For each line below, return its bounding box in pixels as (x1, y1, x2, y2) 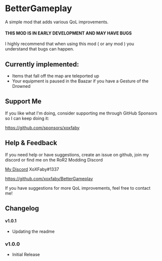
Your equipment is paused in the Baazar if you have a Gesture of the (12, 78, 149, 84)
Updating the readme (12, 228, 55, 234)
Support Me (5, 98, 42, 106)
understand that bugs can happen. (5, 46, 74, 52)
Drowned (12, 83, 31, 89)
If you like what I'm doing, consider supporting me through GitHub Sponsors (5, 110, 158, 116)
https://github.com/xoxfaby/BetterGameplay (5, 176, 93, 181)
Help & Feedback (5, 139, 57, 147)
